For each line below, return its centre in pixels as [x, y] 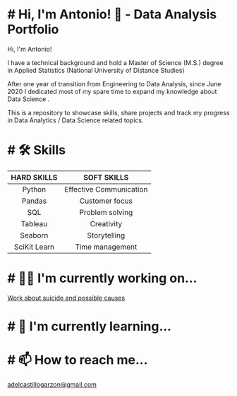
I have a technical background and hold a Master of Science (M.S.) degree [115, 62]
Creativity [106, 223]
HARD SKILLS [34, 177]
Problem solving [106, 212]
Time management [106, 247]
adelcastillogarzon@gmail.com [52, 384]
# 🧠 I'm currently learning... [89, 326]
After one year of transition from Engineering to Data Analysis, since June [114, 83]
